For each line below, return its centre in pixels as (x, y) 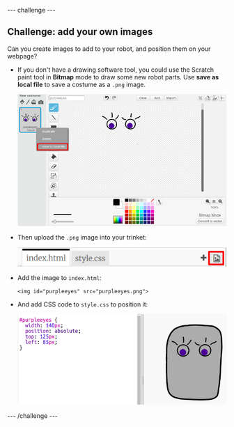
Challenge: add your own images (80, 32)
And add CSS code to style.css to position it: (83, 304)
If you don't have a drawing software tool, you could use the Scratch (116, 70)
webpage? (22, 56)
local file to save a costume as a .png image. (81, 84)
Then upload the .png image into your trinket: (82, 238)
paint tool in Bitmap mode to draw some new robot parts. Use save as (118, 77)
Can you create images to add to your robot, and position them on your (109, 49)
